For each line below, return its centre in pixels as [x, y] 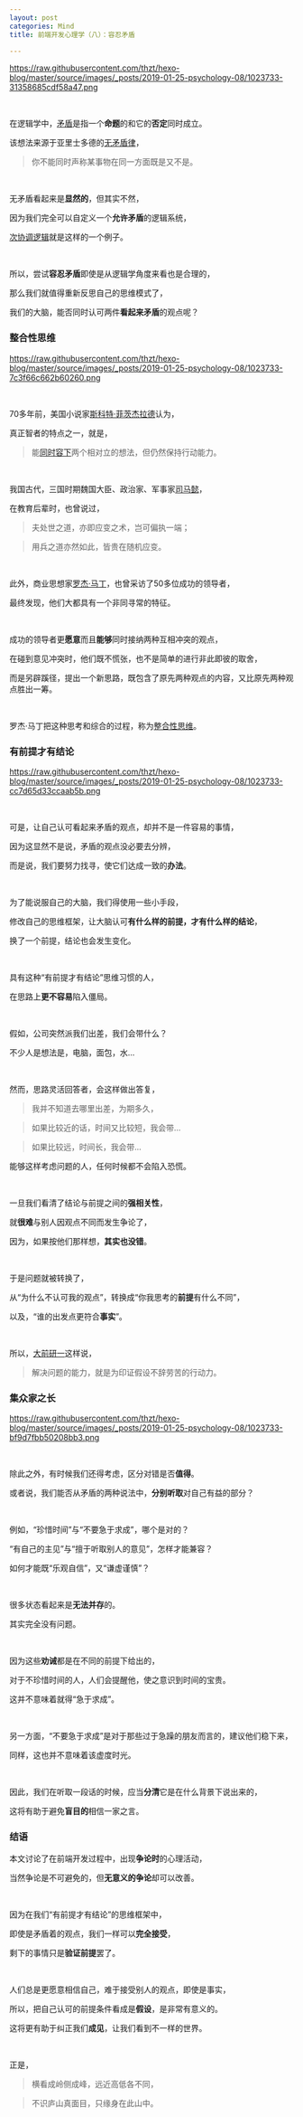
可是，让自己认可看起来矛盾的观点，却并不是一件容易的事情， [124, 827]
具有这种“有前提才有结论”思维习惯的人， [84, 977]
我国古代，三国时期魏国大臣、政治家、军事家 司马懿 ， [108, 488]
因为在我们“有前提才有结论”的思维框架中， [88, 1914]
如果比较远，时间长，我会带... [86, 1147]
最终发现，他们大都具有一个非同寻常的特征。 [92, 602]
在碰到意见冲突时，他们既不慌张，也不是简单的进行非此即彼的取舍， [136, 658]
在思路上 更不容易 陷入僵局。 [61, 997]
